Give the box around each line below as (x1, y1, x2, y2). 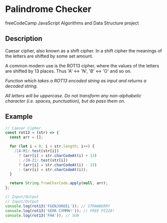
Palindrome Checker (5, 3, 92, 15)
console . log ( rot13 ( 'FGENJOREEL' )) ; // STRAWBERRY (5, 204, 111, 209)
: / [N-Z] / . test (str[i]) (18, 158, 68, 163)
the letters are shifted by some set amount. (5, 53, 94, 59)
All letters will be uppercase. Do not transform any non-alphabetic (5, 92, 142, 98)
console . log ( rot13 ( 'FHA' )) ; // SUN (5, 213, 79, 218)
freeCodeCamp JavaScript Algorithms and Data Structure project (5, 20, 139, 26)
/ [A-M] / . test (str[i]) (14, 149, 59, 154)
